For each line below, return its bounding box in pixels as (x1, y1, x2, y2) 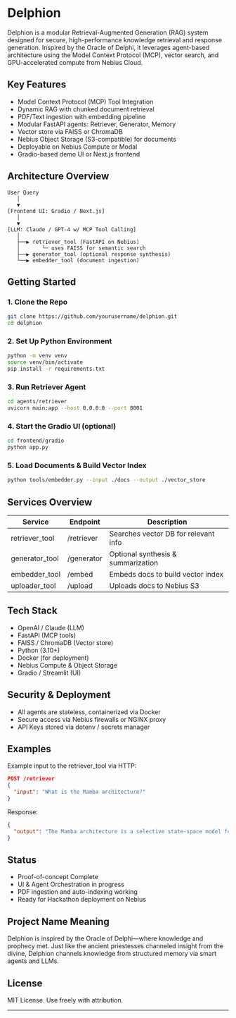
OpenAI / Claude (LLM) (17, 623, 84, 632)
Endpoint (69, 517, 100, 527)
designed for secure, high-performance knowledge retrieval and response (7, 35, 223, 44)
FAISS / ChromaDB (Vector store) (17, 638, 114, 646)
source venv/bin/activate (7, 359, 83, 366)
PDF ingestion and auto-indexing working (17, 888, 138, 896)
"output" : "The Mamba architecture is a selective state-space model (13, 828, 221, 835)
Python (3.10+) (17, 646, 60, 654)
